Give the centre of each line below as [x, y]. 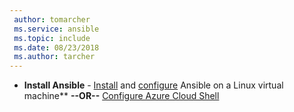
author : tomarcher [52, 19]
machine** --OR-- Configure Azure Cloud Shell [121, 96]
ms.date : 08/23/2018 [56, 47]
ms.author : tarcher [54, 57]
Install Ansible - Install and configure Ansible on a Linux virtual [153, 85]
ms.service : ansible [56, 29]
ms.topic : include [52, 38]
